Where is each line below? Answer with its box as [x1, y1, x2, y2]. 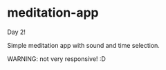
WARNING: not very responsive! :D [7, 54, 106, 63]
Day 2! [7, 28, 26, 36]
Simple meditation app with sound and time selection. [7, 41, 160, 49]
